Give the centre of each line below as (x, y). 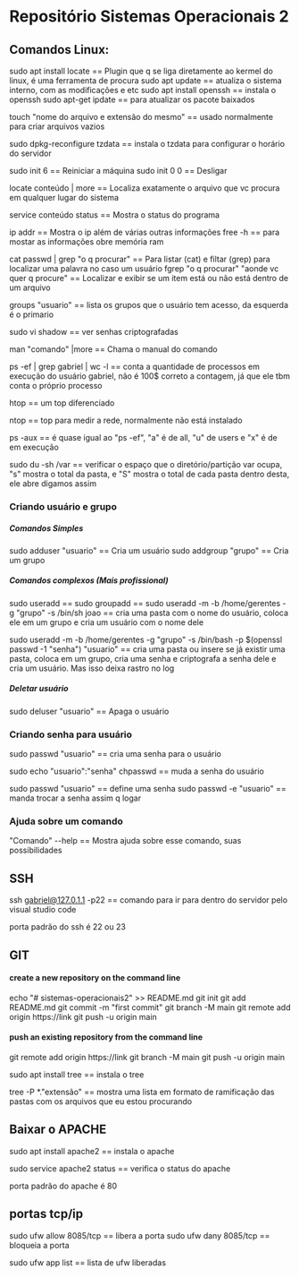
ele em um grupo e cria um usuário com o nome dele (106, 622)
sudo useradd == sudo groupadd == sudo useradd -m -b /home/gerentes (145, 603)
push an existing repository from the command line (106, 1037)
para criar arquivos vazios (57, 126)
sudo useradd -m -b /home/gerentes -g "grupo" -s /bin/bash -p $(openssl (146, 639)
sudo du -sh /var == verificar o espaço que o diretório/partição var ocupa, (146, 464)
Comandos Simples (46, 528)
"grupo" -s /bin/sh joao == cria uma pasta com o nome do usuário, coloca (152, 613)
